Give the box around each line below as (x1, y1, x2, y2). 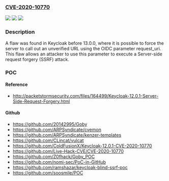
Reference (5, 81, 28, 87)
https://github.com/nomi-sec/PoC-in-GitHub (12, 159, 106, 165)
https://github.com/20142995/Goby (12, 121, 88, 127)
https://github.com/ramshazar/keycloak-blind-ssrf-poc (12, 164, 128, 170)
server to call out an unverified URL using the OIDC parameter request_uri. (5, 45, 161, 51)
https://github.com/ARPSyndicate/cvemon (12, 126, 102, 133)
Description (5, 28, 35, 36)
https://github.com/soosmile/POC (12, 169, 83, 176)
